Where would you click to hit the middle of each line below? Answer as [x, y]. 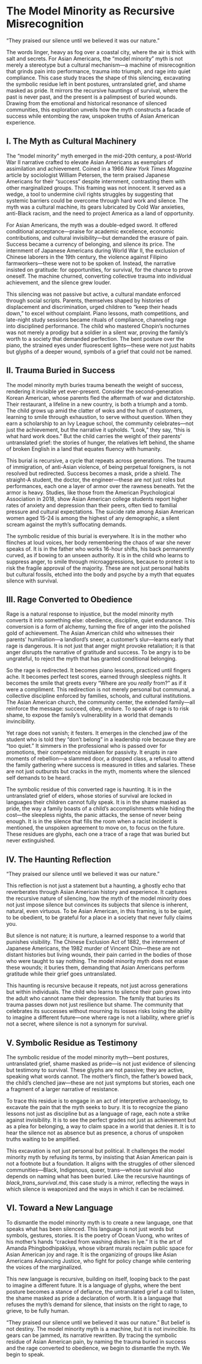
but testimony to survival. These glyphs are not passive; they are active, [95, 1070]
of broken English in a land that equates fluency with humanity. [84, 448]
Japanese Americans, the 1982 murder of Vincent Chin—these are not [93, 949]
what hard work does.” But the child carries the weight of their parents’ [94, 436]
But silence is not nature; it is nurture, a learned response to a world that [96, 935]
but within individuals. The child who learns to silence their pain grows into [99, 992]
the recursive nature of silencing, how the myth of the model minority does [99, 898]
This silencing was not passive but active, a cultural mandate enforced [93, 294]
